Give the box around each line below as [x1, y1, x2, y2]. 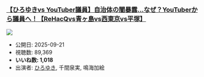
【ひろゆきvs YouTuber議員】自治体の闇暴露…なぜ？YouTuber [6, 5, 192, 13]
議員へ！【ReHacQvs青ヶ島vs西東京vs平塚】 [12, 14, 146, 23]
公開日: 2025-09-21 [15, 41, 65, 48]
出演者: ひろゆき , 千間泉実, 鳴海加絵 [15, 64, 105, 71]
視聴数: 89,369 [15, 49, 53, 56]
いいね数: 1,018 [15, 56, 54, 64]
